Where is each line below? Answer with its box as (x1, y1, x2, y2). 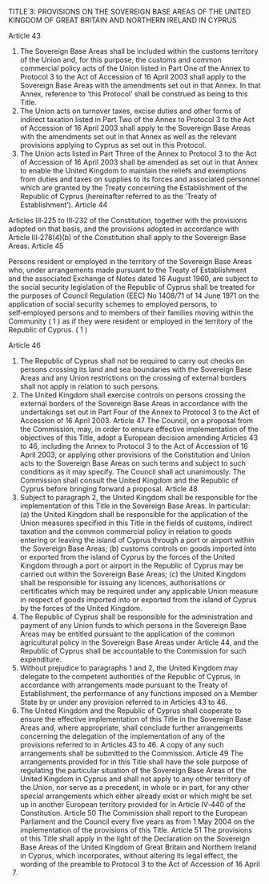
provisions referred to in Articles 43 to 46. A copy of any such (19, 740, 224, 749)
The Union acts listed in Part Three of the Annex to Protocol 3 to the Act (19, 149, 258, 158)
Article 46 (8, 340, 42, 350)
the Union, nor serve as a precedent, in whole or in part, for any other (19, 783, 250, 792)
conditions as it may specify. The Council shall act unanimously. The (19, 467, 246, 476)
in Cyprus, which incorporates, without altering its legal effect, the (19, 851, 239, 860)
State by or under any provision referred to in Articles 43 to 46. (19, 698, 228, 707)
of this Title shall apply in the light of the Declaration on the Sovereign (19, 834, 251, 843)
